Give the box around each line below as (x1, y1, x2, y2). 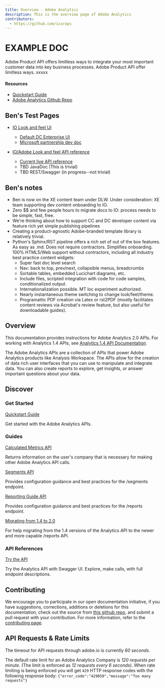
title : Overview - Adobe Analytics (5, 7, 79, 12)
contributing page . (5, 620, 43, 626)
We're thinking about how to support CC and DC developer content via (12, 218, 157, 224)
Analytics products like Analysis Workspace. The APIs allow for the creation (5, 355, 159, 361)
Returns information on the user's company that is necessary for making (5, 454, 153, 460)
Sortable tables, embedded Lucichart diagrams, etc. (19, 271, 126, 277)
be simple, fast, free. (12, 213, 54, 219)
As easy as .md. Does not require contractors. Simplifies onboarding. (12, 244, 153, 250)
